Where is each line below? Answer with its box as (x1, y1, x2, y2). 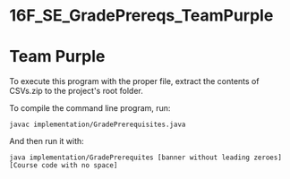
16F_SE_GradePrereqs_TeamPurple (9, 5, 274, 26)
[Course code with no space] (9, 161, 118, 170)
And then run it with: (9, 136, 85, 147)
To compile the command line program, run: (9, 103, 171, 114)
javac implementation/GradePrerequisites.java (9, 120, 186, 130)
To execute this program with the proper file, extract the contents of (9, 76, 260, 87)
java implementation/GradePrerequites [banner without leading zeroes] (9, 153, 282, 162)
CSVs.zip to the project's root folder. (9, 86, 143, 97)
